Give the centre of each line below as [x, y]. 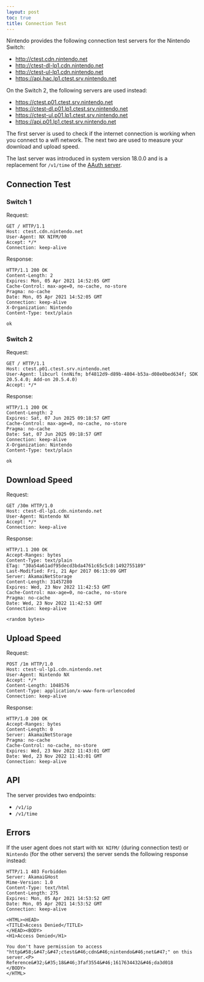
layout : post [23, 12]
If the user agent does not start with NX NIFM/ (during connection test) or [98, 847]
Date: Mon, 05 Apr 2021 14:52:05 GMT [54, 297]
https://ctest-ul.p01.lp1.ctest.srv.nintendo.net [71, 115]
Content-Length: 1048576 [38, 685]
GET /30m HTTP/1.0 [30, 506]
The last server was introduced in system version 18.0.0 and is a [87, 158]
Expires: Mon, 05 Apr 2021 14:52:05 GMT [59, 281]
